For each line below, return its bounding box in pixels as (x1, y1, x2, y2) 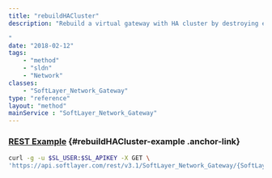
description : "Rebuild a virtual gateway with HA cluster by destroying (8, 19, 259, 28)
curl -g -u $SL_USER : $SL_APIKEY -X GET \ (8, 155, 151, 163)
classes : (8, 78, 38, 87)
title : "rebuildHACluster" (8, 11, 100, 20)
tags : (8, 49, 27, 57)
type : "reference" (8, 94, 70, 102)
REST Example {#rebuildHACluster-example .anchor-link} (8, 136, 240, 147)
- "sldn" (23, 64, 53, 73)
